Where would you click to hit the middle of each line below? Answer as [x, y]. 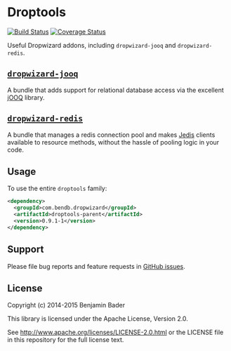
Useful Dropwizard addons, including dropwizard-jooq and [92, 45]
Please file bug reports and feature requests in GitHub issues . [97, 266]
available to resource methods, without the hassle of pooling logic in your [113, 142]
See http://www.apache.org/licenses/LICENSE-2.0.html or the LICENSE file [115, 332]
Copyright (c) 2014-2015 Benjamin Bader [66, 305]
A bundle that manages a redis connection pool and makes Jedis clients [111, 135]
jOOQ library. [26, 97]
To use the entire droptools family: [57, 188]
